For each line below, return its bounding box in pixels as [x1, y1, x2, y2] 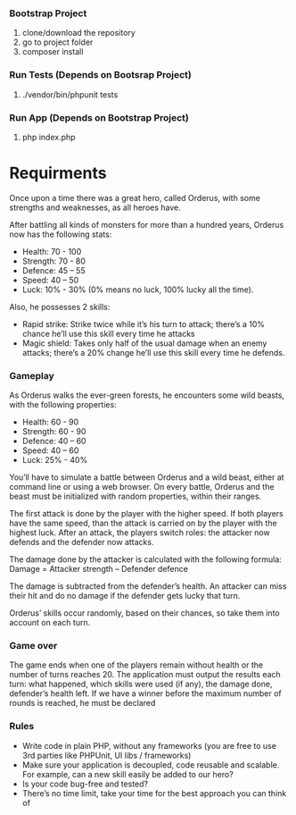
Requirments [9, 164, 107, 183]
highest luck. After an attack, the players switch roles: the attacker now [9, 527, 270, 538]
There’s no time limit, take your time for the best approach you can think [21, 787, 287, 798]
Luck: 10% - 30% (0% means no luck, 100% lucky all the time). [21, 284, 254, 295]
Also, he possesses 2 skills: [9, 301, 111, 312]
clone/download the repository [21, 28, 136, 38]
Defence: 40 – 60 [21, 436, 86, 447]
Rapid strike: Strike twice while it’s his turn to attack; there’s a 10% [21, 318, 266, 329]
